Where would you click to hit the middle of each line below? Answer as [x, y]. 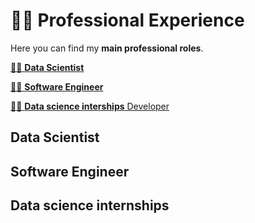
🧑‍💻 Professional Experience [127, 20]
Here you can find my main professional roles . [107, 48]
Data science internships [90, 205]
